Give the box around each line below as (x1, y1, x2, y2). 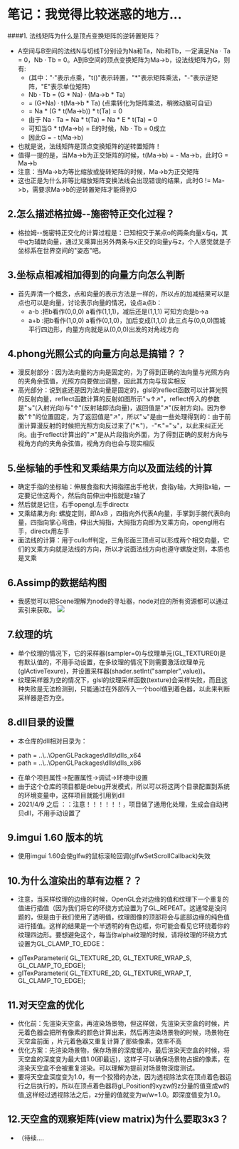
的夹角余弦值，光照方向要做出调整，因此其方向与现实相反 (17, 377, 186, 386)
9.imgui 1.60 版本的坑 (7, 832, 103, 844)
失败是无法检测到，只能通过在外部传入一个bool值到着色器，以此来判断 (23, 684, 230, 693)
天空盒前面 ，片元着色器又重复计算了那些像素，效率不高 (17, 1037, 182, 1046)
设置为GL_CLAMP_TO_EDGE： (17, 939, 107, 948)
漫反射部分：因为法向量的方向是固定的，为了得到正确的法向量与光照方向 (17, 368, 230, 376)
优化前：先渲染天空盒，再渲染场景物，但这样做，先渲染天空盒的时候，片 (17, 1019, 230, 1028)
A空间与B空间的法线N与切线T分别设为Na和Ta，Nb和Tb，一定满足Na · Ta (17, 46, 231, 55)
